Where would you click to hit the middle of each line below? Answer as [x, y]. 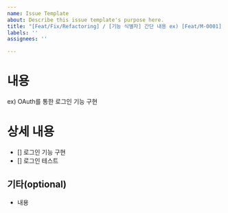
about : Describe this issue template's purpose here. [86, 20]
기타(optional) [37, 184]
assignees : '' [27, 39]
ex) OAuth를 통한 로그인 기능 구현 [53, 102]
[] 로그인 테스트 [38, 161]
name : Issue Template [38, 13]
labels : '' [23, 33]
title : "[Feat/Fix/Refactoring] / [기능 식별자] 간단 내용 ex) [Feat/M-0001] [114, 26]
